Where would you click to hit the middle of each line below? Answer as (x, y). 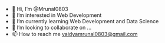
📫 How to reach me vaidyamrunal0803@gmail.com (75, 34)
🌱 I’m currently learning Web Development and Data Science (85, 21)
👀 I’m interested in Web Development (57, 15)
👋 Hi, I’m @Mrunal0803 (40, 9)
